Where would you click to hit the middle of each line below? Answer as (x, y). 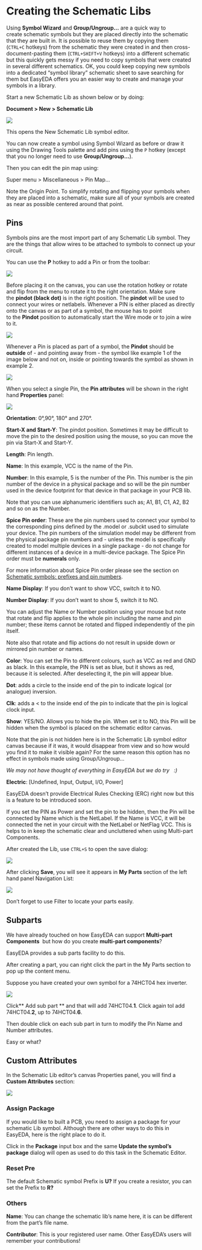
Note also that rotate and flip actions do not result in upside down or (91, 642)
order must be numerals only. (43, 558)
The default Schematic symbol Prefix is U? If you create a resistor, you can (99, 1181)
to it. (12, 323)
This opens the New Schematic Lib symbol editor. (68, 131)
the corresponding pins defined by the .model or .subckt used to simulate (97, 526)
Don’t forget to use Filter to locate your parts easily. (70, 901)
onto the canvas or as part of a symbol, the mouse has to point (84, 310)
